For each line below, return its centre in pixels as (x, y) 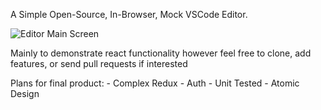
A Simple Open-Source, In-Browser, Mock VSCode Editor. (129, 14)
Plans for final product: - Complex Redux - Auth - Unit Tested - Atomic (155, 83)
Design (25, 93)
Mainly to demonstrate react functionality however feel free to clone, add (161, 53)
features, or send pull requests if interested (99, 63)
